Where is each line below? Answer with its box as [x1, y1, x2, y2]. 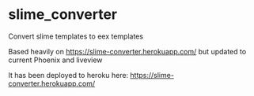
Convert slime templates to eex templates [8, 31, 144, 41]
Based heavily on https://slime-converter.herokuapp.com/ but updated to [8, 46, 247, 56]
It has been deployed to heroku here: [8, 70, 129, 79]
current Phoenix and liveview [8, 55, 103, 65]
